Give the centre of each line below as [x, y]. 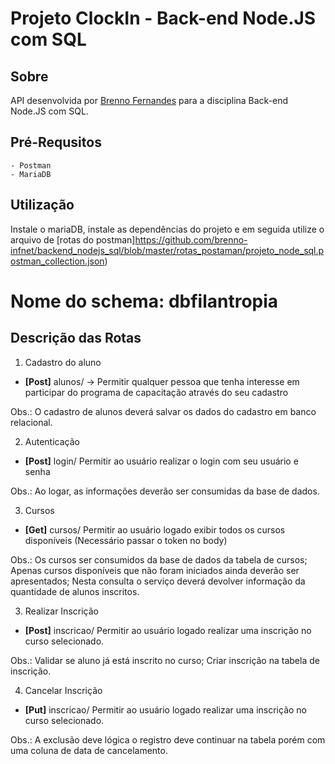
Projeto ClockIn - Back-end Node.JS [163, 18]
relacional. [31, 422]
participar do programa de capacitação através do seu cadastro [156, 392]
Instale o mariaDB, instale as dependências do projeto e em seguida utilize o [167, 229]
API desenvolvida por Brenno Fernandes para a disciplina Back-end [149, 100]
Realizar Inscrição [61, 611]
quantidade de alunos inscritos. [75, 591]
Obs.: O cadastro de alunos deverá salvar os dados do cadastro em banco [163, 411]
